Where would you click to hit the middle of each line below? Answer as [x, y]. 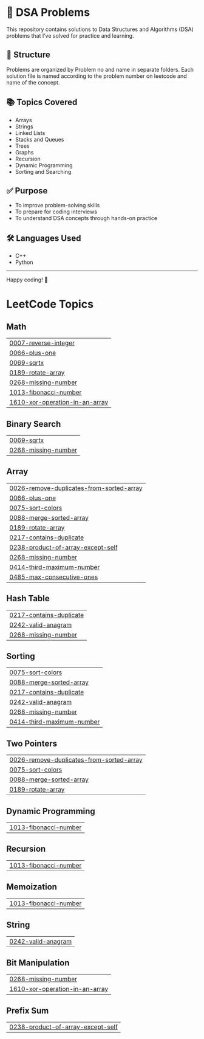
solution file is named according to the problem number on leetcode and [97, 76]
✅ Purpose [27, 191]
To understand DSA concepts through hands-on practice [86, 218]
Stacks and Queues [39, 139]
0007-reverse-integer [42, 343]
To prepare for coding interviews [56, 212]
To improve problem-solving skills [57, 205]
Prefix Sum [28, 1011]
